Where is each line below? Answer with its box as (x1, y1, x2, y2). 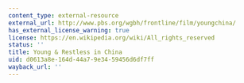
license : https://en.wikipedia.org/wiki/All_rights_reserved (8, 33, 215, 42)
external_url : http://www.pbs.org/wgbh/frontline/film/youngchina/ (8, 19, 237, 27)
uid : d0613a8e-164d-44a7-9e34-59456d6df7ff (8, 56, 155, 64)
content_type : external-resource (8, 11, 119, 20)
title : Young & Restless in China (8, 48, 123, 56)
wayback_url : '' (8, 63, 62, 71)
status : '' (8, 41, 45, 49)
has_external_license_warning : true (8, 26, 130, 34)
